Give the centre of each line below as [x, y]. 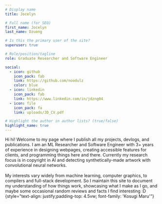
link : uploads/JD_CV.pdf [39, 112]
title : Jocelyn [20, 14]
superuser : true [21, 45]
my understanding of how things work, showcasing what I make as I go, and [81, 186]
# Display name [20, 9]
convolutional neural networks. [36, 165]
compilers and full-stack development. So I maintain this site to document [79, 181]
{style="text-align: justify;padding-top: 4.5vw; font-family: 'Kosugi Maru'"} [80, 196]
